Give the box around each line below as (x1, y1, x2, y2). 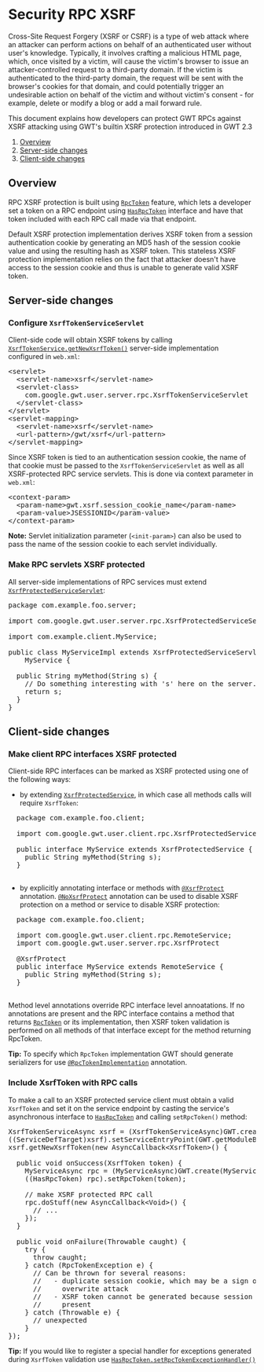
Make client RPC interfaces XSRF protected (8, 749, 177, 760)
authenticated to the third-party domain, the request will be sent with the (8, 73, 244, 83)
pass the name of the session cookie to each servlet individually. (8, 540, 218, 549)
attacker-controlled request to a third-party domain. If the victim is (8, 64, 223, 74)
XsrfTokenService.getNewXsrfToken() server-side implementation (8, 343, 219, 353)
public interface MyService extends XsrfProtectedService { (16, 845, 253, 854)
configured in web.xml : (8, 352, 80, 361)
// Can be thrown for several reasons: (32, 1268, 187, 1278)
